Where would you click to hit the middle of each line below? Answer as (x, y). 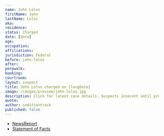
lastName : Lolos (21, 19)
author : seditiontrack (28, 105)
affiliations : (20, 50)
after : (12, 64)
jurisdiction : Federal (28, 55)
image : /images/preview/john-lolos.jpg (46, 91)
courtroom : (16, 78)
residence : (16, 28)
